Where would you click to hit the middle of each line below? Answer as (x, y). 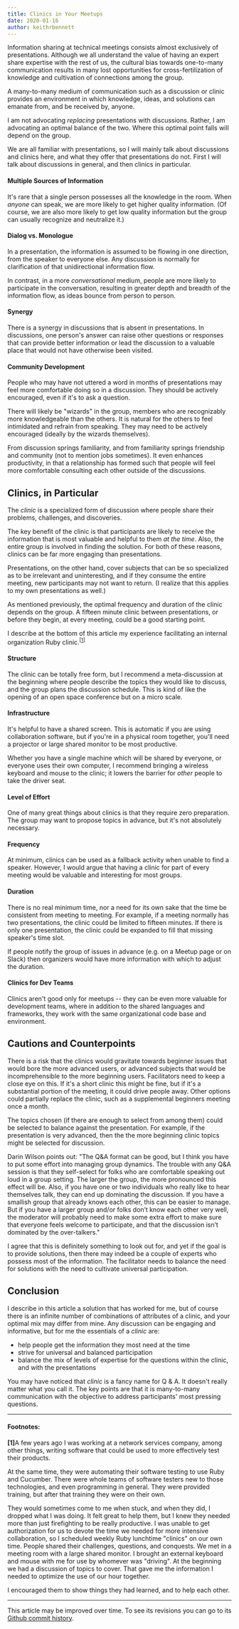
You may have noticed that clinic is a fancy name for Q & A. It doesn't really (117, 1381)
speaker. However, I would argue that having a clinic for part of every (108, 868)
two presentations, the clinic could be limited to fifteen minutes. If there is (115, 922)
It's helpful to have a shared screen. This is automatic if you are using (109, 729)
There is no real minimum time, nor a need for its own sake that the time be (117, 907)
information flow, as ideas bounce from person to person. (92, 295)
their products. (29, 1457)
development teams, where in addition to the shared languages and (106, 1006)
